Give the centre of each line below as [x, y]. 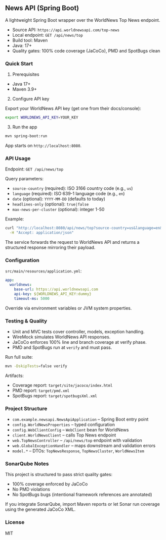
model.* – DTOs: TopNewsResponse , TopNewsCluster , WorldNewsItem [78, 451]
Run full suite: [19, 357]
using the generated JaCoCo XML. [40, 509]
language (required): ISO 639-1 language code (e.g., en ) [68, 194]
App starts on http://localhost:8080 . [43, 145]
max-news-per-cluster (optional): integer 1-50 [58, 210]
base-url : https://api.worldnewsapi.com [56, 289]
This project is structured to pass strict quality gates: [59, 475]
